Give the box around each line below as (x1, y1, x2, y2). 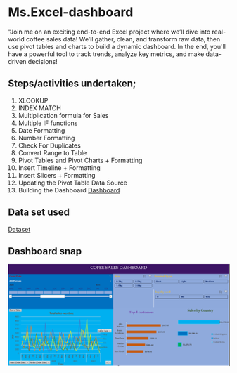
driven (8, 57, 27, 65)
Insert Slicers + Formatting (18, 171, 96, 179)
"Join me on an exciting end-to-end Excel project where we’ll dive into (8, 27, 211, 36)
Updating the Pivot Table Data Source (18, 178, 127, 187)
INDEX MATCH (18, 103, 62, 112)
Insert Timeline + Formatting (18, 163, 101, 172)
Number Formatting (18, 133, 75, 142)
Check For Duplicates (18, 141, 82, 150)
